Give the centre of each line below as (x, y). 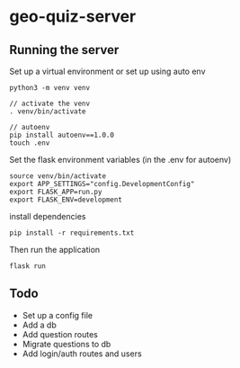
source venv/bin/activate (58, 176)
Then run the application (55, 250)
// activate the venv (50, 103)
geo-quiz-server (73, 17)
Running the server (64, 50)
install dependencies (48, 216)
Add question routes (60, 334)
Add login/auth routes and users (82, 354)
